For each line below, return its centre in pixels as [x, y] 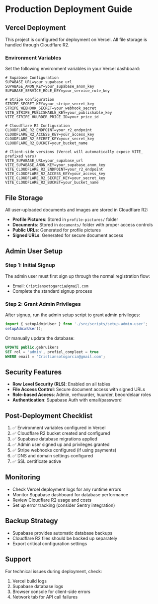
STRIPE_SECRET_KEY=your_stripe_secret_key [50, 104]
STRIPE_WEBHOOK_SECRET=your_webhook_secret [51, 108]
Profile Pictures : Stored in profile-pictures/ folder [65, 219]
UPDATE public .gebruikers [32, 347]
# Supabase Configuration [32, 78]
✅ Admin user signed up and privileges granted [61, 444]
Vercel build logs [30, 581]
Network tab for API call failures [45, 597]
